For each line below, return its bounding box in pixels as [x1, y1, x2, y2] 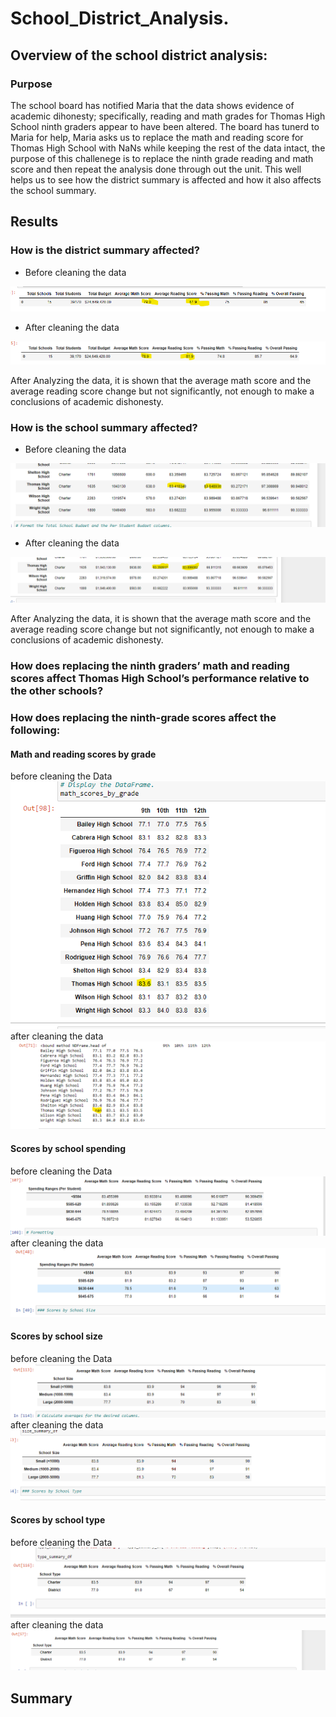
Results [10, 213, 59, 231]
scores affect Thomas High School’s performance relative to [10, 672, 310, 686]
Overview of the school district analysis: [10, 47, 268, 64]
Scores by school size [10, 1330, 103, 1342]
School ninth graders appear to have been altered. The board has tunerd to [10, 120, 320, 132]
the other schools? [10, 684, 104, 698]
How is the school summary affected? [10, 420, 198, 434]
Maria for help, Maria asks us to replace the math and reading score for [10, 131, 304, 143]
